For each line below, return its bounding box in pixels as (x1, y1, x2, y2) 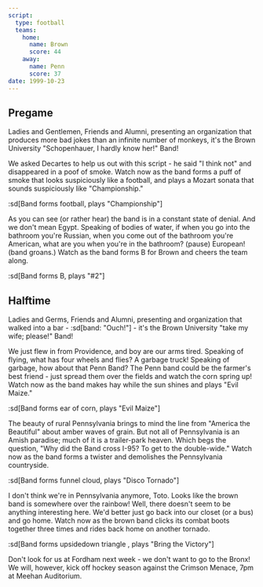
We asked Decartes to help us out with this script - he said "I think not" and (8, 159, 252, 169)
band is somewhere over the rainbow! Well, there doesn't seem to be (8, 499, 232, 509)
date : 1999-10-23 (8, 77, 65, 85)
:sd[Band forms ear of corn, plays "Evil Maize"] (8, 403, 161, 413)
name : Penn (28, 63, 65, 71)
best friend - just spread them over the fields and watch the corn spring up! (8, 372, 253, 381)
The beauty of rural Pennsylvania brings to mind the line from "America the (8, 419, 251, 428)
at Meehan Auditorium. (8, 571, 82, 581)
